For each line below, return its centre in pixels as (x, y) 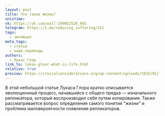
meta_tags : (16, 42)
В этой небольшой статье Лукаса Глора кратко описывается (69, 87)
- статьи (18, 46)
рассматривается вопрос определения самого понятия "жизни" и (75, 103)
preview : (14, 74)
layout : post (18, 10)
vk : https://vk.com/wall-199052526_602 (46, 23)
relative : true (21, 69)
